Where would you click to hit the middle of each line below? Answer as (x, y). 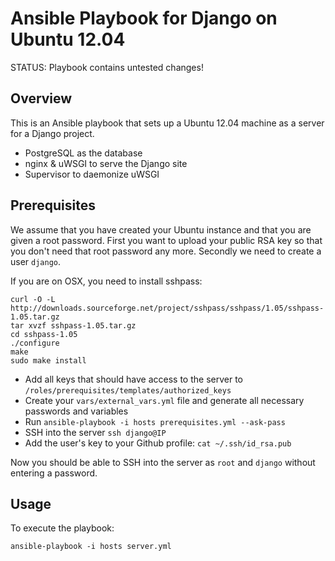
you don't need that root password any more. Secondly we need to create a (166, 251)
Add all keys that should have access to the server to (133, 379)
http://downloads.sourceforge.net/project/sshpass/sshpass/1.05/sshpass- (167, 308)
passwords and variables (76, 411)
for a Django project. (52, 133)
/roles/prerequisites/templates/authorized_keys (128, 390)
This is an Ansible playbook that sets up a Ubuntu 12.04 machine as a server (167, 123)
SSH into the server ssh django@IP (95, 432)
